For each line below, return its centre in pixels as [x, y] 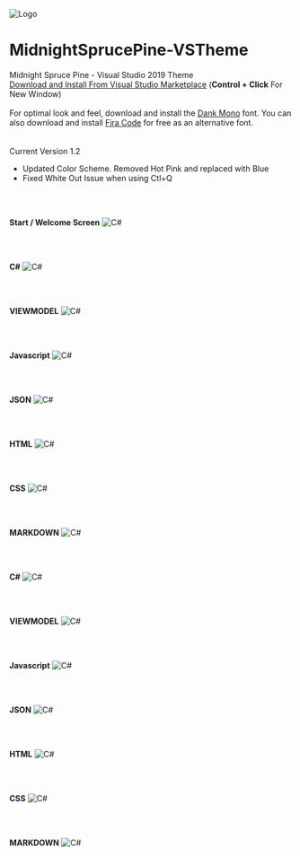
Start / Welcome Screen [55, 222]
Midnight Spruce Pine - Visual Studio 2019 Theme [101, 74]
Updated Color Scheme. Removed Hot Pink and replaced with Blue [146, 168]
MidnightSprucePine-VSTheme [129, 50]
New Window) [35, 93]
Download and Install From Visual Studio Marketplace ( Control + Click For [146, 84]
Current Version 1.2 [45, 151]
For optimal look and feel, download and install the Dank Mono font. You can [150, 113]
